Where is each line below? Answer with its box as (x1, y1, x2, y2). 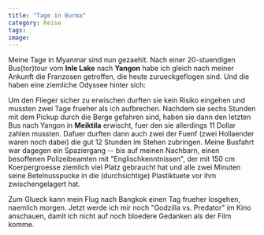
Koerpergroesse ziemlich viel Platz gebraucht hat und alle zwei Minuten (8, 162, 241, 172)
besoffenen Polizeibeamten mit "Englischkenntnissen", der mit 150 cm (8, 155, 236, 164)
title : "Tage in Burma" (8, 11, 87, 20)
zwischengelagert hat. (8, 179, 81, 189)
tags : (8, 26, 26, 34)
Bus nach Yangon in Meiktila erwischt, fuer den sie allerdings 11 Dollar (8, 121, 236, 130)
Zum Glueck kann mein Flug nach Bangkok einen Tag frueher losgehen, (8, 195, 241, 204)
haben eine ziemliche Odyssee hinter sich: (8, 80, 146, 90)
